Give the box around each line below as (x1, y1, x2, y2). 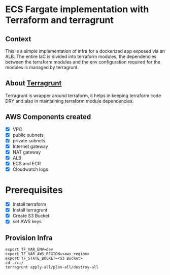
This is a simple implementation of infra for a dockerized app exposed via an (5, 48, 165, 54)
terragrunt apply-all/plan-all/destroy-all (5, 265, 99, 270)
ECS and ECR (12, 161, 41, 166)
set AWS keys (12, 219, 42, 225)
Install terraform (12, 201, 47, 207)
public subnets (12, 132, 44, 138)
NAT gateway (12, 149, 41, 155)
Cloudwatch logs (12, 166, 48, 172)
